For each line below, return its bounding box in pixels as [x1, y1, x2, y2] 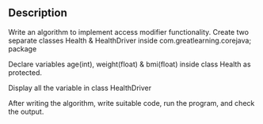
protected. [8, 67, 42, 77]
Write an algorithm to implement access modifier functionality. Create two [8, 27, 250, 36]
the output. [8, 107, 44, 116]
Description [8, 6, 67, 20]
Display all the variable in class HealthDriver [8, 83, 152, 92]
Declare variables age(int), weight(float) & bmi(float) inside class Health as [8, 59, 251, 69]
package [8, 43, 37, 54]
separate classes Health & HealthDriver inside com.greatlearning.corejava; [8, 36, 252, 45]
